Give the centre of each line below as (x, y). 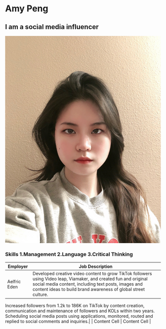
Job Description (96, 266)
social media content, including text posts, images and (88, 284)
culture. (41, 294)
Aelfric (14, 281)
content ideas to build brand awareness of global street (89, 290)
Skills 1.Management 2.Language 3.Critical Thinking (69, 254)
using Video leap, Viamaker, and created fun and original (90, 279)
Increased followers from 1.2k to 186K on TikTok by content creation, (75, 305)
